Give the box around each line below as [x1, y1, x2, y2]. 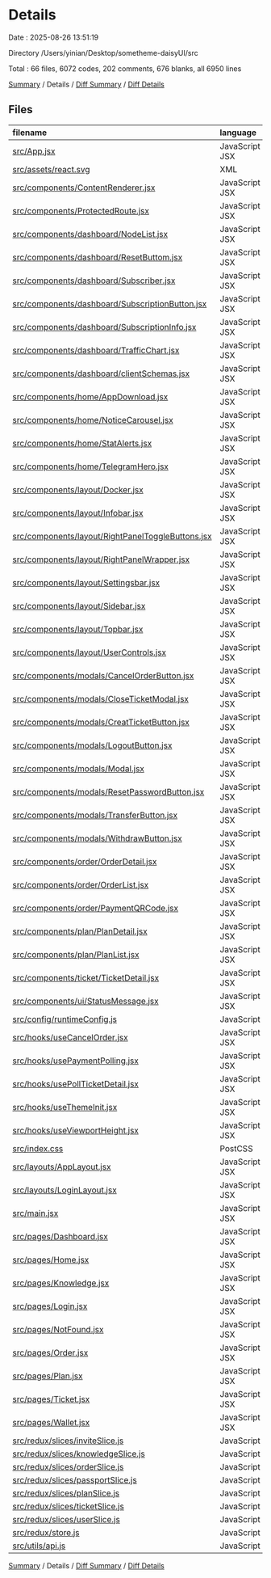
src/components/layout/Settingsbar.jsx [12, 576, 161, 588]
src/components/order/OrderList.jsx [12, 879, 149, 890]
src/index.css [12, 1142, 64, 1154]
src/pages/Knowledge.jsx [12, 1277, 110, 1289]
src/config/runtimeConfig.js [12, 1013, 118, 1024]
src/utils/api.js [12, 1540, 66, 1551]
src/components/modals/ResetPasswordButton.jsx [12, 786, 205, 797]
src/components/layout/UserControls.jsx [12, 647, 167, 658]
